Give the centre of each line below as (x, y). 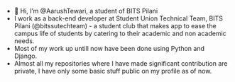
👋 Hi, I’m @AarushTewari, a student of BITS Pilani (86, 11)
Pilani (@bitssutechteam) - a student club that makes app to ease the (115, 26)
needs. (24, 41)
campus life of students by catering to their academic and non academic (120, 33)
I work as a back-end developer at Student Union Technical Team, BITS (119, 18)
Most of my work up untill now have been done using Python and (109, 48)
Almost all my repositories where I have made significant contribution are (121, 63)
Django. (26, 56)
